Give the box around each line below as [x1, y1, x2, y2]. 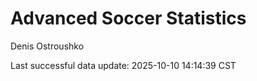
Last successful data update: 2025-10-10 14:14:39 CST [10, 59, 237, 71]
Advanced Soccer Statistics [10, 7, 247, 30]
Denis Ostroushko [10, 40, 85, 52]
